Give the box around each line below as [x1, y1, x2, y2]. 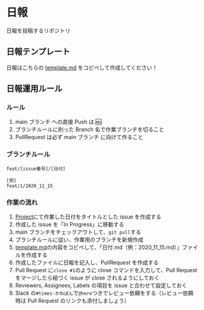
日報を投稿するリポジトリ [6, 27, 71, 34]
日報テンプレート [6, 46, 71, 57]
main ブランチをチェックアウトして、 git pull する [15, 228, 141, 236]
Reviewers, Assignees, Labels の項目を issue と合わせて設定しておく [15, 282, 188, 289]
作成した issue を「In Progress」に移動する [15, 221, 125, 228]
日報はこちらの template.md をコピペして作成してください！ [6, 63, 158, 71]
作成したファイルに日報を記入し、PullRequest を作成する [15, 259, 159, 266]
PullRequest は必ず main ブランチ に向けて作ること [15, 134, 144, 141]
